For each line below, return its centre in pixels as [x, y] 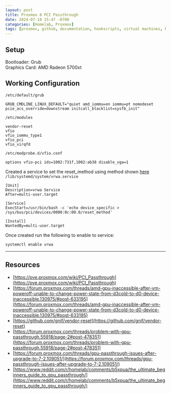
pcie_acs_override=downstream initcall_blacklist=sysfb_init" [73, 108]
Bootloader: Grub [23, 62]
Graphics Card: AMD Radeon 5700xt [44, 67]
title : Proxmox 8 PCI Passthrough [42, 15]
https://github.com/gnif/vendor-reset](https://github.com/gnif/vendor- [88, 321]
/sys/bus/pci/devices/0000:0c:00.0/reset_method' [59, 212]
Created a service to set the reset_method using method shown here [77, 171]
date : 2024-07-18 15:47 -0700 [37, 19]
